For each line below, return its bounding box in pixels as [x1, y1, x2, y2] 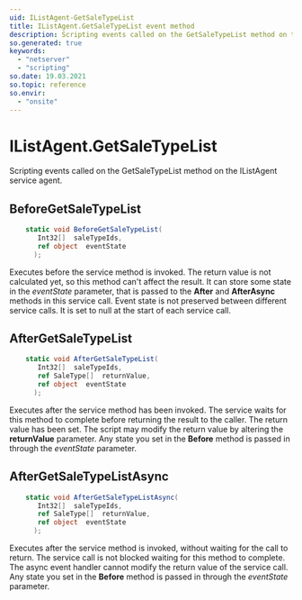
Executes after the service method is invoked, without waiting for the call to [9, 542, 289, 553]
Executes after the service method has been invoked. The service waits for [9, 405, 287, 415]
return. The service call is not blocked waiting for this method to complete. [9, 552, 286, 563]
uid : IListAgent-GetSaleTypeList [9, 13, 135, 23]
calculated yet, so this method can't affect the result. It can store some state [9, 276, 292, 286]
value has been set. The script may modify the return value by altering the [9, 423, 284, 434]
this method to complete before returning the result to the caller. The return [9, 414, 289, 424]
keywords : [9, 47, 47, 56]
